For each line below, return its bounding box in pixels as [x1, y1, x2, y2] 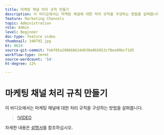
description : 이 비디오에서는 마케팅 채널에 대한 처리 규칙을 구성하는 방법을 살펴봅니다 [5, 12, 160, 17]
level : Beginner [5, 30, 38, 34]
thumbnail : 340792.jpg [5, 39, 51, 44]
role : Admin [5, 25, 29, 30]
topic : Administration [5, 20, 51, 26]
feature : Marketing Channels [5, 16, 64, 21]
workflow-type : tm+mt [5, 52, 49, 57]
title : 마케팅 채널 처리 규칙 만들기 [5, 7, 70, 12]
